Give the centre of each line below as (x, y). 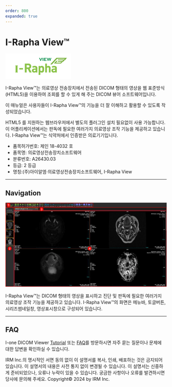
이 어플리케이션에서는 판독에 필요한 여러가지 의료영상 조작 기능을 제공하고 (79, 129)
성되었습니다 (18, 112)
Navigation (23, 193)
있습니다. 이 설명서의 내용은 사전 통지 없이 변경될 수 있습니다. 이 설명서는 (78, 367)
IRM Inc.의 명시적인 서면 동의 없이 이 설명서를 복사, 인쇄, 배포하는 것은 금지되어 (84, 360)
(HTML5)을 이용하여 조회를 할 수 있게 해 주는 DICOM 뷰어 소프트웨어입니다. (81, 94)
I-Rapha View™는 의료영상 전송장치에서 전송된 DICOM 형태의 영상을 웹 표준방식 (85, 88)
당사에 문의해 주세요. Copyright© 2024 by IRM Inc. (58, 379)
